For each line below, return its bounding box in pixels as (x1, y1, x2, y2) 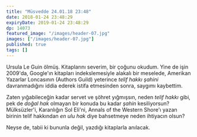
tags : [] (6, 47, 28, 53)
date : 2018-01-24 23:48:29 (6, 14, 73, 20)
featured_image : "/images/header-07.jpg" (6, 31, 110, 37)
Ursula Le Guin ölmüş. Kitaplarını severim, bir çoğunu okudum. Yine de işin (6, 63, 189, 70)
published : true (6, 42, 46, 48)
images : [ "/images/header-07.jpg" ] (6, 36, 94, 42)
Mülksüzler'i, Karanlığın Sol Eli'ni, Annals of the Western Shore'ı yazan (6, 106, 178, 113)
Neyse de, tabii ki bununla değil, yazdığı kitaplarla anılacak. (6, 123, 150, 131)
